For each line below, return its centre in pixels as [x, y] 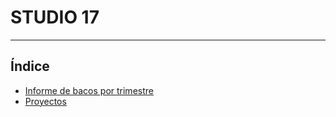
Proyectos [45, 101]
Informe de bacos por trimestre [89, 90]
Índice [30, 66]
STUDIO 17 [55, 17]
